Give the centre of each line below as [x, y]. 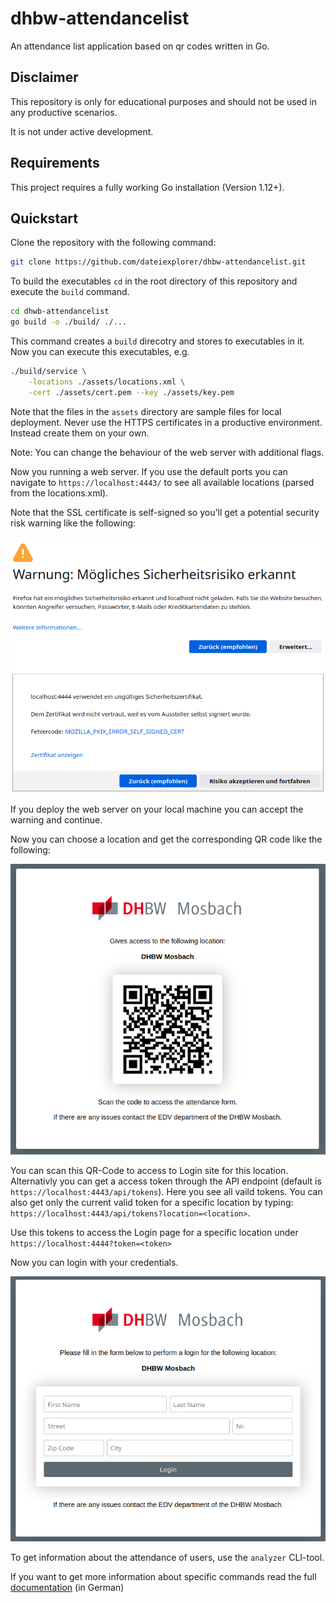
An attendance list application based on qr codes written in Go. [140, 46]
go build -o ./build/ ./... [69, 322]
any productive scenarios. [64, 112]
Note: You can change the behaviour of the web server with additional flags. [167, 452]
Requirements [55, 163]
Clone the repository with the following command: [113, 243]
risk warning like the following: [73, 523]
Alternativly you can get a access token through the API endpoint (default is [166, 1181]
